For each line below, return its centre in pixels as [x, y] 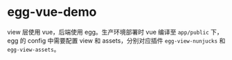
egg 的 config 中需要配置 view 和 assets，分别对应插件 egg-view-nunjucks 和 [116, 40]
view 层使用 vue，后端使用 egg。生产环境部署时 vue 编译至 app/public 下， [115, 32]
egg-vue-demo [52, 12]
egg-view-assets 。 [34, 49]
